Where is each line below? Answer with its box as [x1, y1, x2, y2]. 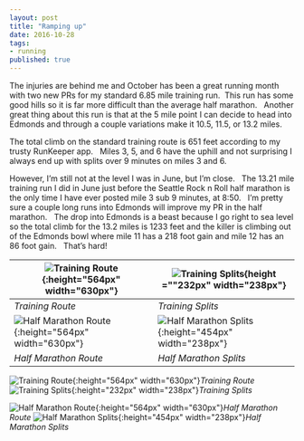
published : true [9, 55, 71, 64]
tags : [9, 38, 30, 48]
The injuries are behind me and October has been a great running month [9, 81, 280, 91]
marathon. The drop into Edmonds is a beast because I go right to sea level [9, 212, 294, 222]
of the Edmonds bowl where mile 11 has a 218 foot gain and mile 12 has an [9, 231, 285, 241]
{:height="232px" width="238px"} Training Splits [71, 385, 253, 395]
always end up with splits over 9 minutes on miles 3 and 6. [9, 156, 227, 166]
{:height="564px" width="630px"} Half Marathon [94, 402, 279, 413]
